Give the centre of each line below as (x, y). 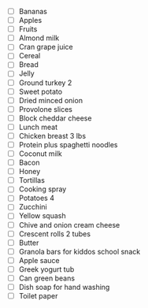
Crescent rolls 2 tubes (55, 234)
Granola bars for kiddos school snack (80, 251)
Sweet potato (41, 91)
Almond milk (39, 38)
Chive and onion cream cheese (69, 225)
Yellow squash (42, 216)
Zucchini (33, 207)
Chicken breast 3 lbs (52, 135)
